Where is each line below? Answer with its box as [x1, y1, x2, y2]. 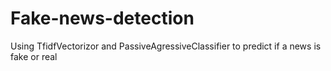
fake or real [10, 50, 58, 62]
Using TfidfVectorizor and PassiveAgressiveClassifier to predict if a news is [10, 40, 322, 52]
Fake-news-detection [10, 7, 195, 30]
